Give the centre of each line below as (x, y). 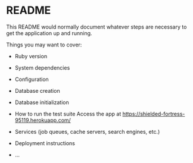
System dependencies (42, 68)
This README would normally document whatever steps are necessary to (96, 27)
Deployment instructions (45, 143)
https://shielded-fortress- (154, 114)
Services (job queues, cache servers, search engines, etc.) (87, 131)
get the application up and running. (49, 33)
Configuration (32, 79)
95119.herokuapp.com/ (43, 120)
